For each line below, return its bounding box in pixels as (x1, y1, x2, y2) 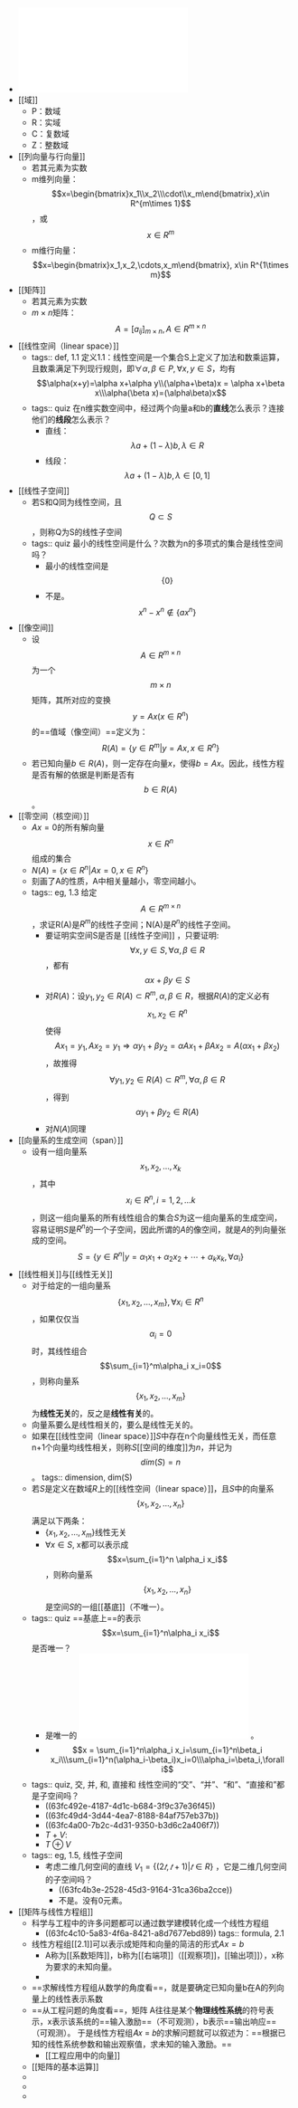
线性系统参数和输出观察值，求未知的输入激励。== (47, 2038, 233, 2049)
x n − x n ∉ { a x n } (138, 606, 197, 617)
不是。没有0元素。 (58, 1894, 128, 1905)
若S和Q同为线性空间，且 (31, 497, 123, 508)
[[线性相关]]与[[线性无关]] (17, 1268, 113, 1279)
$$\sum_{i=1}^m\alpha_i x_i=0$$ (99, 1360, 222, 1371)
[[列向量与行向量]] (17, 151, 86, 161)
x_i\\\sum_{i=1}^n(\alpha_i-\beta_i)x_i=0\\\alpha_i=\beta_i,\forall (50, 1754, 284, 1765)
